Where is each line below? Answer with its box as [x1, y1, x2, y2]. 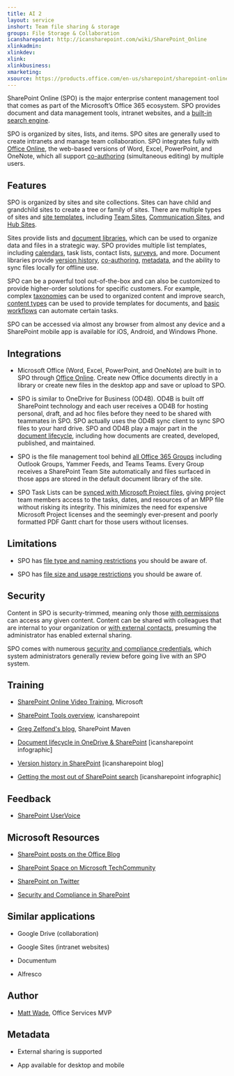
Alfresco [17, 969, 42, 978]
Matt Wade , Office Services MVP [17, 1008, 112, 1017]
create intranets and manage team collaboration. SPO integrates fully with [7, 137, 219, 146]
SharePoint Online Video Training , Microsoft [17, 698, 143, 706]
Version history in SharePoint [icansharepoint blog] [17, 759, 164, 767]
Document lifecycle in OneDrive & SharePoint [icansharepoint [17, 738, 194, 746]
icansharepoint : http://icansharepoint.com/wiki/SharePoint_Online [7, 36, 208, 43]
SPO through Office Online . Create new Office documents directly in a [17, 374, 218, 382]
